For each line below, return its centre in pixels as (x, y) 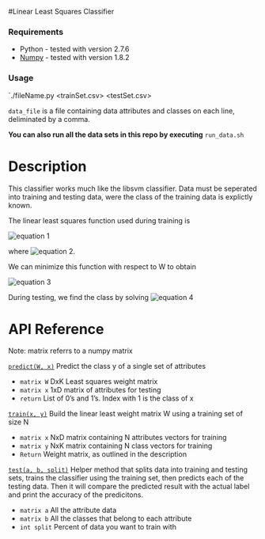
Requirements (36, 32)
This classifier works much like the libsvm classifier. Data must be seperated (132, 188)
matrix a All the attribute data (68, 511)
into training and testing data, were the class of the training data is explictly (131, 196)
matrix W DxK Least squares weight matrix (89, 381)
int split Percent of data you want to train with (98, 527)
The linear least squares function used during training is (99, 220)
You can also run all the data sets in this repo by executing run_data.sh (126, 135)
